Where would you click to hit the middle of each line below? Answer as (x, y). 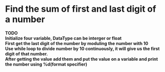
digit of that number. (27, 54)
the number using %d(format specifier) (46, 64)
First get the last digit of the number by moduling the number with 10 (77, 43)
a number (25, 19)
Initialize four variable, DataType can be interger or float (63, 38)
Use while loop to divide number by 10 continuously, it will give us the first (82, 48)
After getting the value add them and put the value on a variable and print (82, 59)
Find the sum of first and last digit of (81, 9)
